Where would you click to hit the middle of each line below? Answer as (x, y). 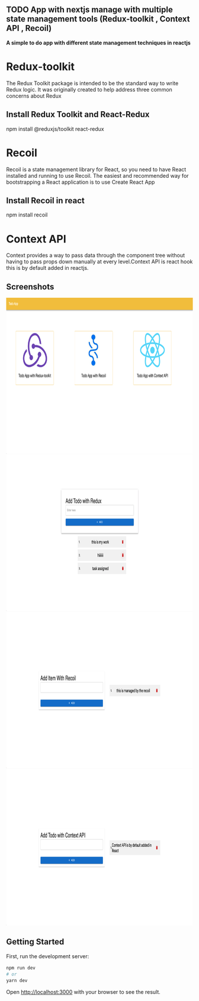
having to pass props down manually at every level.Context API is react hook (99, 262)
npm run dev (21, 968)
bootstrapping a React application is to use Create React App (81, 182)
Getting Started (35, 942)
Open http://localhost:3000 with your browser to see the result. (84, 991)
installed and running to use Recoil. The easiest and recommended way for (97, 175)
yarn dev (17, 980)
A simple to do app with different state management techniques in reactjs (98, 43)
